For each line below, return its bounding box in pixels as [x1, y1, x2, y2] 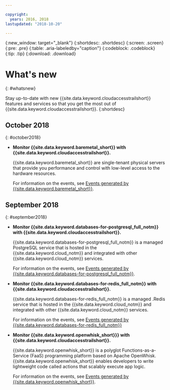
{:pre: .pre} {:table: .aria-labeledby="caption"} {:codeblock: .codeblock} [5, 45, 156, 51]
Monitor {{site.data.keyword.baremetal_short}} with [12, 144, 126, 150]
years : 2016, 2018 [10, 16, 49, 22]
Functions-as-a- [121, 347, 156, 353]
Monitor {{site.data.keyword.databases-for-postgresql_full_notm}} [12, 224, 159, 230]
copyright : [5, 12, 28, 17]
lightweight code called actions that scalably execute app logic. [12, 363, 146, 370]
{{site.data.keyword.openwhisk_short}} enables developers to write [12, 358, 154, 364]
